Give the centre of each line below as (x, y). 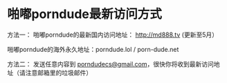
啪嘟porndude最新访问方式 (85, 14)
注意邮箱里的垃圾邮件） (58, 73)
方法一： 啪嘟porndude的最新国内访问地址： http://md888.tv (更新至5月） (112, 35)
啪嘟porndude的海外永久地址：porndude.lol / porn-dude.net (93, 49)
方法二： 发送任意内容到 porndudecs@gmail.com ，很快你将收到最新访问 (111, 64)
